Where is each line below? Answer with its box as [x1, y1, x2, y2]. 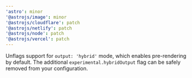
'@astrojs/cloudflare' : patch [5, 19, 81, 25]
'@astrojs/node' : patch [5, 31, 65, 37]
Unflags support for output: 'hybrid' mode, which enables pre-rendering [5, 53, 187, 59]
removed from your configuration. [5, 65, 88, 71]
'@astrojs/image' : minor [5, 14, 67, 20]
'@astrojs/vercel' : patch [5, 36, 69, 42]
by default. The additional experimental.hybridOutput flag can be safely [5, 58, 181, 66]
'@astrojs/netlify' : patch [5, 25, 72, 31]
